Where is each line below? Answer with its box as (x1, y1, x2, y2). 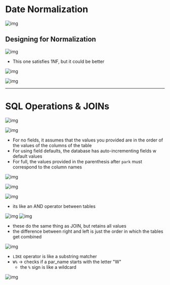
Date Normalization (5, 4, 89, 15)
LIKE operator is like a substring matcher (12, 253, 97, 259)
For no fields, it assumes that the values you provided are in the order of (12, 137, 163, 143)
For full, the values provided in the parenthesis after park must (12, 158, 143, 164)
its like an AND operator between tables (12, 203, 96, 209)
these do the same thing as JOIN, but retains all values (12, 223, 126, 229)
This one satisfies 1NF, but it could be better (12, 58, 105, 64)
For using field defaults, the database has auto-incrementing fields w (12, 148, 157, 154)
